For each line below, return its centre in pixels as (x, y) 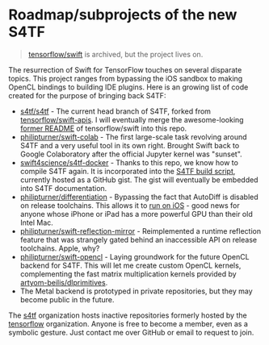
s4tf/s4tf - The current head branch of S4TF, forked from (116, 111)
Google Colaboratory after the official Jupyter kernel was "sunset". (131, 154)
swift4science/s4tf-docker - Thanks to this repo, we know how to (129, 162)
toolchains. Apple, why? (60, 248)
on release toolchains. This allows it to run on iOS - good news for (130, 205)
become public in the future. (67, 299)
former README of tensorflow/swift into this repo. (103, 128)
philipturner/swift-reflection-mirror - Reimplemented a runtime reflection (140, 231)
